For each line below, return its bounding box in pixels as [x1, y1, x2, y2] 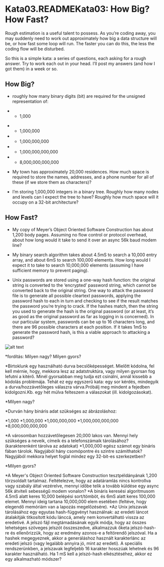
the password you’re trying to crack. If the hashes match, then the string [12, 303, 158, 309]
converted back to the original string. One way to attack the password [12, 287, 153, 293]
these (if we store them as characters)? [12, 179, 92, 185]
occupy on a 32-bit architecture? [12, 199, 79, 205]
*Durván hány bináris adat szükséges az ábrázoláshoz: [5, 408, 117, 414]
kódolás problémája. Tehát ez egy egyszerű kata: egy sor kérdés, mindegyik [5, 379, 159, 385]
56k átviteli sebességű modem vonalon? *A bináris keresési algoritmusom [5, 488, 155, 494]
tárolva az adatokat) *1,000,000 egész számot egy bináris [38, 443, 156, 448]
